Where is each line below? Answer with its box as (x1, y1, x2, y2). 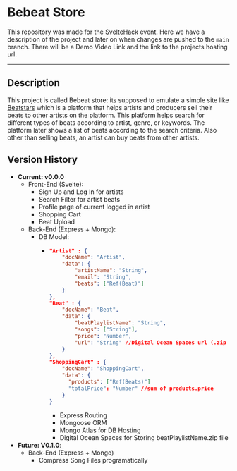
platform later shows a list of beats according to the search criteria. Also (7, 126, 217, 134)
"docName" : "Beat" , (61, 306, 119, 314)
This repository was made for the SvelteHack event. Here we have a (7, 27, 205, 36)
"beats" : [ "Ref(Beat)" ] (74, 280, 145, 287)
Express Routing (59, 410, 107, 420)
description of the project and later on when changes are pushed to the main (7, 35, 229, 43)
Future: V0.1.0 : (17, 441, 62, 449)
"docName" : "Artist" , (61, 254, 126, 261)
